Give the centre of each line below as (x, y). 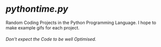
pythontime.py (37, 9)
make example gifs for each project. (43, 27)
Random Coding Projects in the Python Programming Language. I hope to (81, 23)
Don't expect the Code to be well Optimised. (51, 39)
